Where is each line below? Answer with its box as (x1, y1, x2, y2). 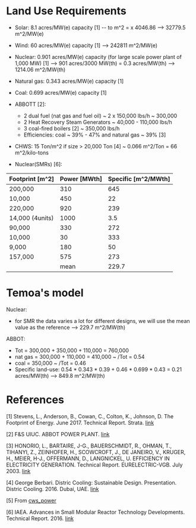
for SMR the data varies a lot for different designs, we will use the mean (14, 317, 190, 324)
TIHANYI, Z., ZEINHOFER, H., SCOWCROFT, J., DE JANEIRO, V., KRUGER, (6, 448, 186, 455)
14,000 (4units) (9, 213, 54, 222)
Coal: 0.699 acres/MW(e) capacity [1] (14, 89, 107, 96)
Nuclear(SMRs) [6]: (14, 160, 62, 167)
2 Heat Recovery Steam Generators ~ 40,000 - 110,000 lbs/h (23, 118, 172, 126)
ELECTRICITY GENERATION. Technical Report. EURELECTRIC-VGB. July (6, 461, 183, 468)
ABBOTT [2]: (14, 100, 46, 108)
